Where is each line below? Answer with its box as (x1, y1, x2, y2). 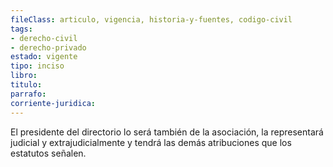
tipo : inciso (10, 61, 65, 71)
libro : (10, 71, 38, 81)
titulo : (10, 80, 43, 90)
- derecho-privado (10, 42, 87, 53)
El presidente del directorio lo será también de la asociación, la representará (10, 126, 324, 138)
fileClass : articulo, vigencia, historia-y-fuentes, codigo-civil (10, 14, 293, 25)
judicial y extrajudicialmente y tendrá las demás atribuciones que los (10, 136, 292, 148)
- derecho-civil (10, 33, 78, 43)
